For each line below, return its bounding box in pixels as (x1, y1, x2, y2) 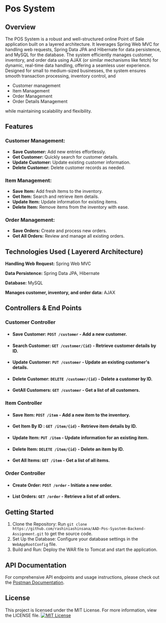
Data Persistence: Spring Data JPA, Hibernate (5, 270, 100, 276)
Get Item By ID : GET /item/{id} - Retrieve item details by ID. (12, 423, 137, 429)
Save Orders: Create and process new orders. (12, 228, 108, 234)
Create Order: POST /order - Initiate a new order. (12, 482, 112, 488)
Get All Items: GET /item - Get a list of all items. (12, 457, 110, 463)
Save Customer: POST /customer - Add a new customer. (12, 331, 127, 337)
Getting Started (5, 508, 54, 516)
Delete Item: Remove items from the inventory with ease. (12, 204, 129, 210)
